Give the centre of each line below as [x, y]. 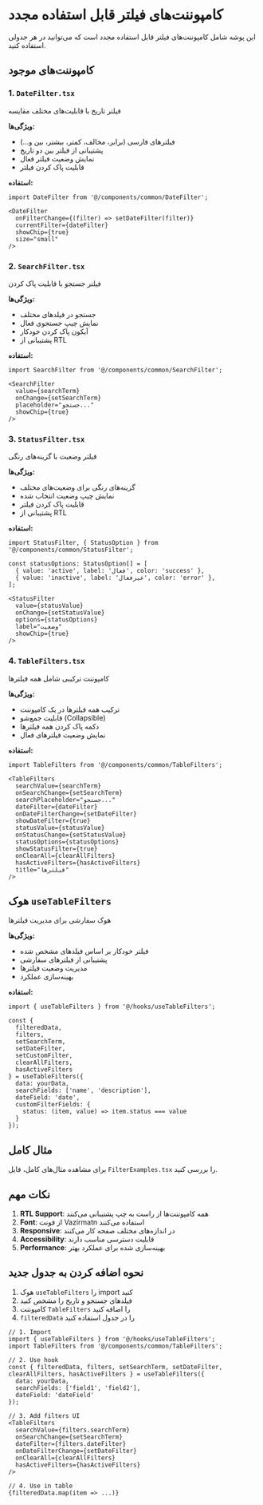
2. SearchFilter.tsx [47, 266]
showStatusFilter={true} [57, 848]
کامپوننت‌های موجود [51, 71]
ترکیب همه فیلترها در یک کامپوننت [70, 709]
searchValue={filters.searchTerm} [73, 1430]
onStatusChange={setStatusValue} [71, 835]
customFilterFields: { [53, 1105]
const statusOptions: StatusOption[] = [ [78, 564]
